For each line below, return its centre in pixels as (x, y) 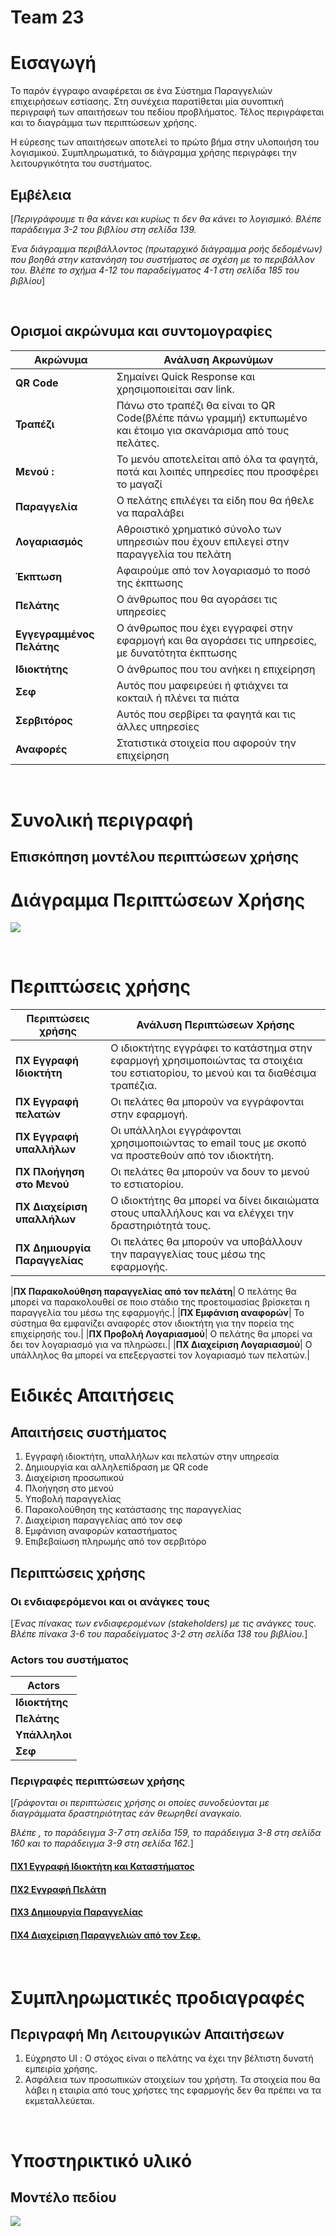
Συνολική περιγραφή (102, 820)
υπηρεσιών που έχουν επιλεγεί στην (203, 541)
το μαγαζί (139, 484)
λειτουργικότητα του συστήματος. (81, 163)
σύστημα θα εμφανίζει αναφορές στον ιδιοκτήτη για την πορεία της (152, 1323)
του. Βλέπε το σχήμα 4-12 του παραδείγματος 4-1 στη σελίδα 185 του (155, 270)
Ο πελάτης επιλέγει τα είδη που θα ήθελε (215, 500)
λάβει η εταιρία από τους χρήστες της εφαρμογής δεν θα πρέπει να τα (173, 2090)
